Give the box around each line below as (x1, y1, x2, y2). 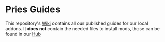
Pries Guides (5, 4, 61, 15)
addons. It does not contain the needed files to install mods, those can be (5, 25, 160, 31)
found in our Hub (5, 31, 41, 37)
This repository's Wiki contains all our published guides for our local (5, 20, 148, 26)
